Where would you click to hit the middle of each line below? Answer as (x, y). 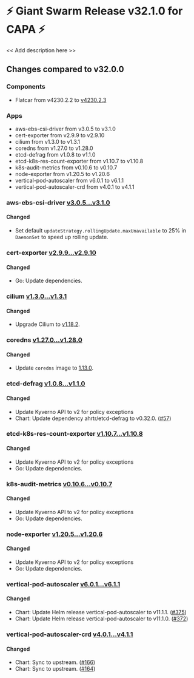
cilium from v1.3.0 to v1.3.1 (48, 141)
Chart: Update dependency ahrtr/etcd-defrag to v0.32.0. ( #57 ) (93, 418)
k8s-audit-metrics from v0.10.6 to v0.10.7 (66, 168)
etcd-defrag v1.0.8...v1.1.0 (46, 384)
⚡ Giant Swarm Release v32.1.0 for (95, 11)
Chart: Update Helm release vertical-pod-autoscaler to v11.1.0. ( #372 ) (102, 619)
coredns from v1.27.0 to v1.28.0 (54, 148)
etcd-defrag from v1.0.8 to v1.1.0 (55, 154)
